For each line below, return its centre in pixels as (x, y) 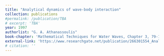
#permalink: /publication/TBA (36, 19)
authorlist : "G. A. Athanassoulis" (41, 32)
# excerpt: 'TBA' (23, 23)
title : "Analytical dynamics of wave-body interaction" (63, 9)
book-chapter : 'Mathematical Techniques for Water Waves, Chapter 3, (77, 37)
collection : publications (31, 14)
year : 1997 (16, 28)
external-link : (20, 41)
